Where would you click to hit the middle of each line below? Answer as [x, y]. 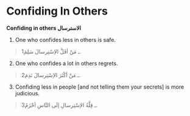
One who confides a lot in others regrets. [66, 63]
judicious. [27, 93]
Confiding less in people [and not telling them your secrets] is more [100, 87]
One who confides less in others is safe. [65, 39]
